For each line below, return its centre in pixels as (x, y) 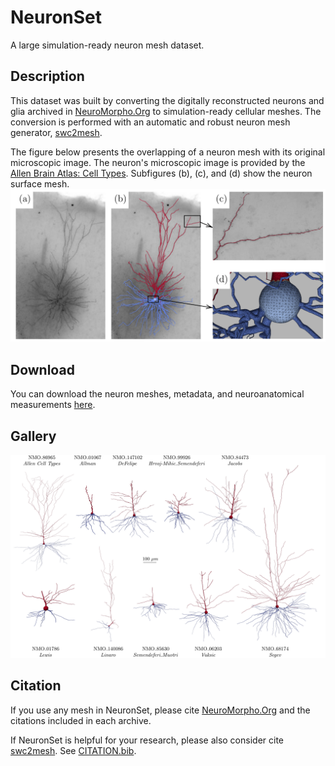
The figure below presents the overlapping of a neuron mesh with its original (168, 152)
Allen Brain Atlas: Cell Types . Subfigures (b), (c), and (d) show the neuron (161, 173)
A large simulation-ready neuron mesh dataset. (107, 45)
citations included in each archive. (81, 720)
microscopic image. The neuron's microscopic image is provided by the (158, 162)
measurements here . (53, 405)
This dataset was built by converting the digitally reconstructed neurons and (167, 100)
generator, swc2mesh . (56, 132)
